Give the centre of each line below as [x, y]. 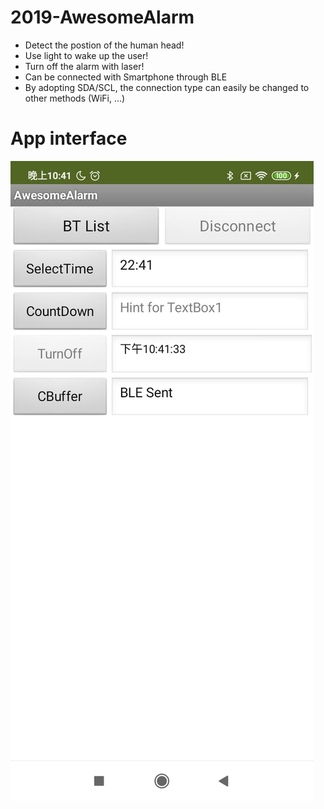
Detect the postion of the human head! [104, 45]
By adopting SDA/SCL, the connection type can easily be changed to [167, 87]
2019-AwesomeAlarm [102, 17]
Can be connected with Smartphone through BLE [126, 77]
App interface [69, 138]
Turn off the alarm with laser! [84, 66]
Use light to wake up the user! [86, 55]
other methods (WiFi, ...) [75, 98]
